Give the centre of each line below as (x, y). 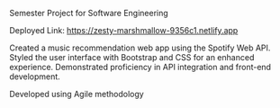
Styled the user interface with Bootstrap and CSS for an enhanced (132, 57)
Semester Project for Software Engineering (89, 13)
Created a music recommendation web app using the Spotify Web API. (140, 48)
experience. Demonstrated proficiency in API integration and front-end (140, 67)
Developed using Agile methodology (77, 94)
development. (35, 76)
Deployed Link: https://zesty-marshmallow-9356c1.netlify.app (124, 30)
